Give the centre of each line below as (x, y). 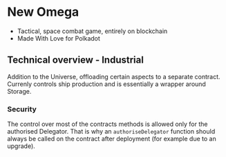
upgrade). (21, 146)
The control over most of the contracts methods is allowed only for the (107, 124)
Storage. (19, 91)
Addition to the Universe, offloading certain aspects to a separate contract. (114, 76)
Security (22, 109)
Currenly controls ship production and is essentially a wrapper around (106, 84)
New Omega (43, 12)
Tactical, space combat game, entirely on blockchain (92, 31)
